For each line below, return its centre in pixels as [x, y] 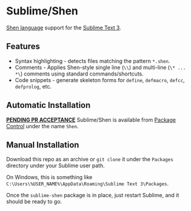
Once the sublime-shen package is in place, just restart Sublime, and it [93, 195]
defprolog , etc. [33, 86]
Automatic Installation [48, 105]
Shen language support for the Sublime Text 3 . [64, 28]
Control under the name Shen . [43, 126]
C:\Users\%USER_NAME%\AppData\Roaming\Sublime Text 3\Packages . [87, 183]
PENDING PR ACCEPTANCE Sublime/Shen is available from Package [91, 120]
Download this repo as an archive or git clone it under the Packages [90, 159]
